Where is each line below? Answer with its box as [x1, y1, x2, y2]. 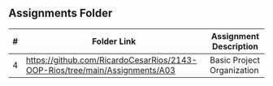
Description [212, 41, 258, 52]
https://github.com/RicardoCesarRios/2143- [25, 54, 197, 66]
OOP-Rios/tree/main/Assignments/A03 [25, 64, 176, 75]
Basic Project [210, 54, 260, 66]
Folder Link [92, 36, 136, 47]
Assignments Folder [8, 6, 113, 20]
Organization [210, 64, 259, 75]
